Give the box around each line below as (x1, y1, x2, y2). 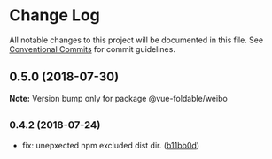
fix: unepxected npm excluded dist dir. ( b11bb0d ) (21, 140, 200, 150)
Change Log (9, 5, 100, 26)
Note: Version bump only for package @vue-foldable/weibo (9, 93, 228, 103)
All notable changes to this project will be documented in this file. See (9, 34, 264, 45)
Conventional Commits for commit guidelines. (9, 43, 175, 54)
